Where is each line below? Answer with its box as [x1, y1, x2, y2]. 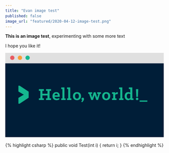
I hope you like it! [5, 43, 41, 49]
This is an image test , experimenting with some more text [5, 33, 125, 39]
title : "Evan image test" [5, 8, 59, 13]
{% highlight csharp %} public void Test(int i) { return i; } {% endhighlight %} [5, 142, 164, 148]
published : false [5, 13, 42, 19]
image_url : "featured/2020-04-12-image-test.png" [5, 19, 112, 24]
